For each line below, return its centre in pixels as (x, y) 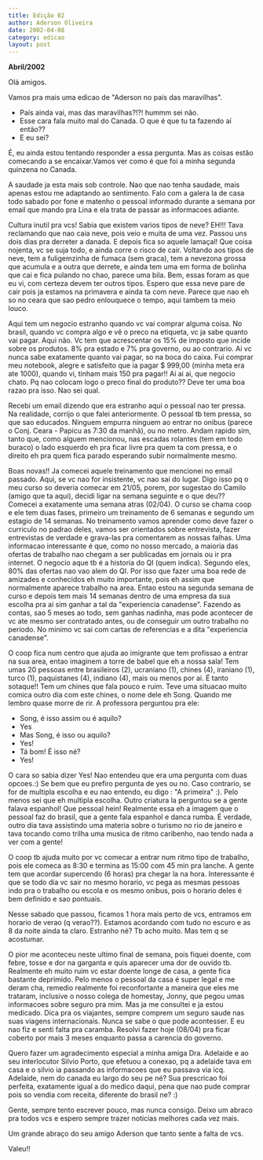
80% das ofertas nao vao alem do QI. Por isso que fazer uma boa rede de (127, 571)
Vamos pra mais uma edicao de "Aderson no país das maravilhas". (115, 97)
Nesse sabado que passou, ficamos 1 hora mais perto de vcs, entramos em (130, 914)
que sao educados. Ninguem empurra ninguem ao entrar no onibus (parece (130, 423)
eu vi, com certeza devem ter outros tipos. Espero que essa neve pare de (127, 284)
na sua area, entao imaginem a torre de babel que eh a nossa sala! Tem (124, 661)
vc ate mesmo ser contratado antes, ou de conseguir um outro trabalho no (129, 621)
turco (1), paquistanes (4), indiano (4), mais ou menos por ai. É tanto (119, 678)
